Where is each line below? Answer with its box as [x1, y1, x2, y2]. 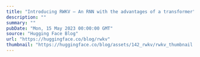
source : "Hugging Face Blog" [6, 31, 79, 37]
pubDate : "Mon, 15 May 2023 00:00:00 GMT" [6, 25, 113, 31]
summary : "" [6, 20, 36, 26]
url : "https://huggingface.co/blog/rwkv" [6, 36, 111, 42]
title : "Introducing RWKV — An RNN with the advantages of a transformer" [6, 8, 196, 15]
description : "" [6, 14, 46, 20]
